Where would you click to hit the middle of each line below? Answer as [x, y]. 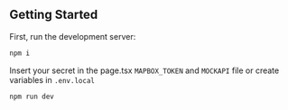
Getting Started [54, 15]
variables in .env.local [52, 79]
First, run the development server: [73, 36]
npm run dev [32, 96]
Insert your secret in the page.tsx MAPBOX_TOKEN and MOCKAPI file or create [144, 70]
